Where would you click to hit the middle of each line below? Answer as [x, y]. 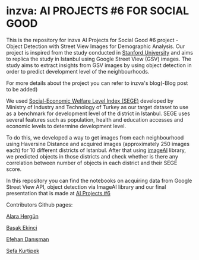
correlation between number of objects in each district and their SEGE [92, 163]
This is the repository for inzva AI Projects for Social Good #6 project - [92, 40]
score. [14, 169]
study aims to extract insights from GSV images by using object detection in [99, 65]
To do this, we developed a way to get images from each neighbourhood [95, 137]
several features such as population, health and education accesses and [95, 119]
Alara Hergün [22, 216]
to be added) [22, 89]
